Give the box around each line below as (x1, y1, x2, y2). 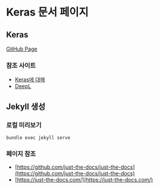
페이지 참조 (6, 150, 36, 158)
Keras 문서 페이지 (6, 5, 89, 19)
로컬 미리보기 (6, 120, 42, 129)
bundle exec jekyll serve (6, 135, 70, 141)
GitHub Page (6, 45, 38, 52)
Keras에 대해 (14, 76, 45, 83)
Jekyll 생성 (6, 101, 46, 111)
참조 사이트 (6, 61, 36, 69)
